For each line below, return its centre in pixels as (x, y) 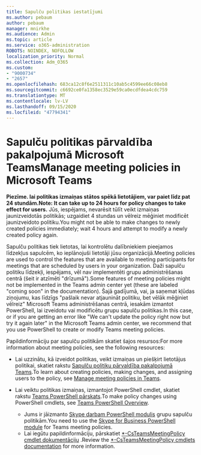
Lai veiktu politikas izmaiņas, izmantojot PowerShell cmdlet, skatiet (97, 390)
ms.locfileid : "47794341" (38, 112)
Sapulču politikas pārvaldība (79, 142)
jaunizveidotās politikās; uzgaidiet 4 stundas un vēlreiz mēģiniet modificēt (97, 216)
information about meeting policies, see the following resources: (85, 348)
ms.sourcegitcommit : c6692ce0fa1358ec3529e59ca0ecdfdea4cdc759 (87, 90)
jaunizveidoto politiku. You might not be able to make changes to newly (93, 222)
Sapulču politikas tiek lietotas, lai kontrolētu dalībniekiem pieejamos (90, 247)
